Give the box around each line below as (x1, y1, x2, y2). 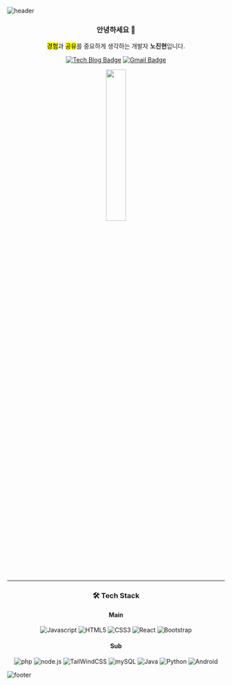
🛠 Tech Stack (92, 591, 140, 601)
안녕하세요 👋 (96, 25, 136, 35)
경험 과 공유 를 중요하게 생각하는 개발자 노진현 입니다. (47, 42, 185, 50)
